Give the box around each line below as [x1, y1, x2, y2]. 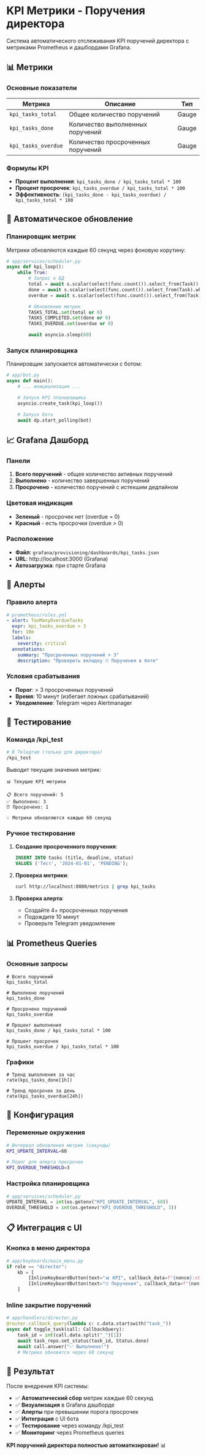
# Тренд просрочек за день [6, 1088, 75, 1094]
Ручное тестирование [6, 829, 75, 837]
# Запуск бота [17, 411, 53, 418]
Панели [6, 456, 31, 465]
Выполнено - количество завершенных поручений [15, 477, 150, 484]
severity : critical [17, 640, 67, 646]
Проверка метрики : [15, 872, 69, 879]
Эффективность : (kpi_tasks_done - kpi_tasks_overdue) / [15, 190, 167, 198]
